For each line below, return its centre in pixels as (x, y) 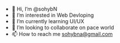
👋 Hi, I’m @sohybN (34, 9)
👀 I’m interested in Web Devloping (53, 15)
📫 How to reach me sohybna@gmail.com (62, 34)
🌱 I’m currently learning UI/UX (48, 21)
